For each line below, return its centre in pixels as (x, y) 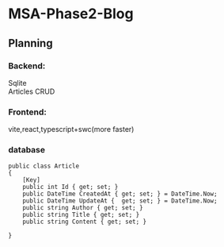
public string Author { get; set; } (83, 208)
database (27, 150)
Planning (30, 43)
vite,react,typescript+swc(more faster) (71, 129)
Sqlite (17, 83)
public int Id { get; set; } (70, 187)
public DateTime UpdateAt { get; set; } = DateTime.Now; (120, 201)
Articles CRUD (32, 91)
